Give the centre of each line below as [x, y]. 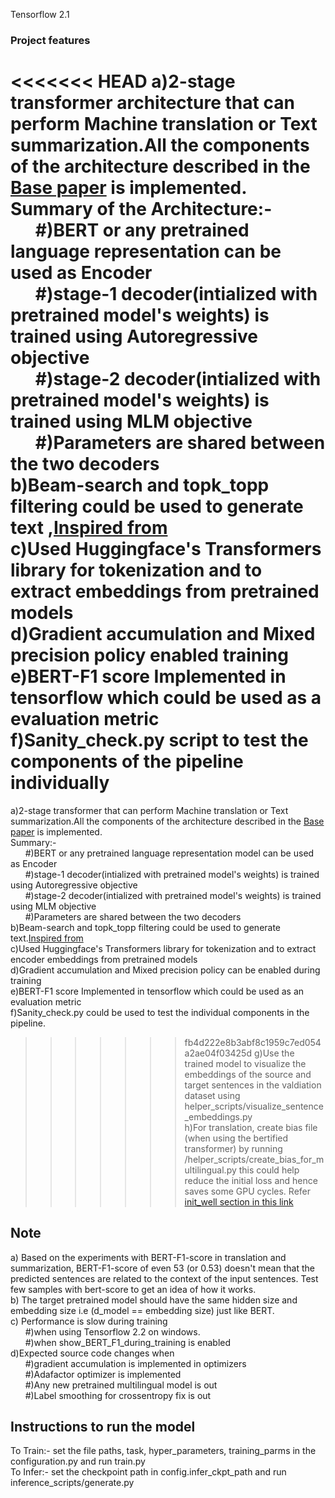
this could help [269, 1170]
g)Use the [274, 1053]
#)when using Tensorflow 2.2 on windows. [112, 1331]
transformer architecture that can [152, 103]
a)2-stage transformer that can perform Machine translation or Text [149, 810]
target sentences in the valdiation [253, 1085]
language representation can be [146, 251]
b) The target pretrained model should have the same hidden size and [154, 1300]
